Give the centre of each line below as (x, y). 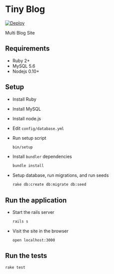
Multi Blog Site (20, 33)
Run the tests (26, 256)
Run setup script (29, 138)
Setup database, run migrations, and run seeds (60, 175)
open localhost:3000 (34, 240)
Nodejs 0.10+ (26, 71)
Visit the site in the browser (40, 231)
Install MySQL (27, 109)
